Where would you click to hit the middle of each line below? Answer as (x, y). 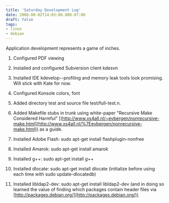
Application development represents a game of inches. (63, 48)
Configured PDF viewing (39, 58)
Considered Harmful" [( (38, 118)
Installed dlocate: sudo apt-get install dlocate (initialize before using (84, 169)
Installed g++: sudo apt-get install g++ (53, 159)
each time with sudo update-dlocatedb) (55, 174)
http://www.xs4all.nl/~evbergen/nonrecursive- (111, 118)
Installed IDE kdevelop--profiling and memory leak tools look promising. (88, 78)
